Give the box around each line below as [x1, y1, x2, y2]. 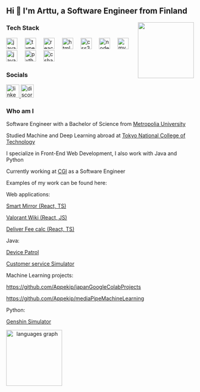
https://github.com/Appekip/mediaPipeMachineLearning [6, 295, 145, 302]
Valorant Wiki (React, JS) [6, 214, 67, 221]
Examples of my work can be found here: [6, 180, 107, 187]
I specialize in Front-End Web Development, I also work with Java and [6, 150, 177, 157]
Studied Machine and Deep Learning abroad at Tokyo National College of [6, 132, 186, 139]
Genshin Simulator [6, 318, 52, 325]
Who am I [6, 107, 34, 115]
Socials [6, 70, 28, 79]
